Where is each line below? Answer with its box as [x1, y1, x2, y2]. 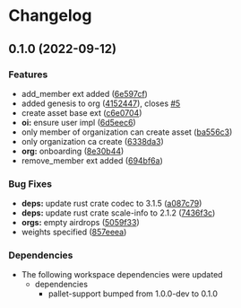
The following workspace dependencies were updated [21, 269, 223, 280]
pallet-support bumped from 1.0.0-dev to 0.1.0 [47, 288, 219, 299]
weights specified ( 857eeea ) [21, 226, 127, 238]
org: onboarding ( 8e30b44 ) [21, 145, 125, 156]
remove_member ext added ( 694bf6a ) [21, 154, 163, 166]
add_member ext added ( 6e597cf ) [21, 88, 149, 99]
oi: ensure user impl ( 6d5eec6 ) [21, 117, 136, 128]
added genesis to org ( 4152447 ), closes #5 [21, 98, 181, 109]
